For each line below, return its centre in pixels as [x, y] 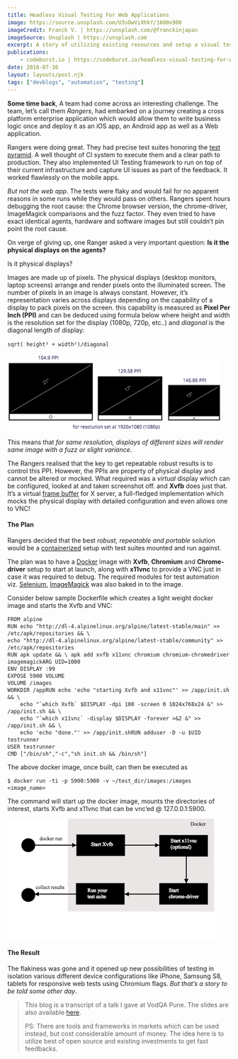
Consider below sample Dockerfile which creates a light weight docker [110, 598]
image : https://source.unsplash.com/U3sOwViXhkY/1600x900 [95, 22]
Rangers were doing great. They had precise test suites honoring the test [114, 147]
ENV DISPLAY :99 [31, 669]
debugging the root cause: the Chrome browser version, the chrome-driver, [118, 206]
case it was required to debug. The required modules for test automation [113, 577]
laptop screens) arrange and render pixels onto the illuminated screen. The [117, 285]
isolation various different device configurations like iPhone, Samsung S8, [115, 976]
